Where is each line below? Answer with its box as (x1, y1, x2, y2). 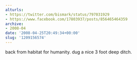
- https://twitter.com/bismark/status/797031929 (5, 12, 110, 17)
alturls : (5, 7, 24, 12)
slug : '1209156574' (5, 35, 47, 40)
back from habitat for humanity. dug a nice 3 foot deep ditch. (5, 48, 132, 55)
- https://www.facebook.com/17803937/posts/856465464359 (5, 16, 128, 21)
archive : (5, 21, 24, 26)
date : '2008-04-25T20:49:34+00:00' (5, 30, 80, 35)
